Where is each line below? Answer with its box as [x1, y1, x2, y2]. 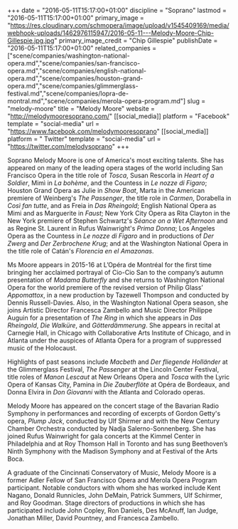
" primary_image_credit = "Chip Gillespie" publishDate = [54, 36, 218, 45]
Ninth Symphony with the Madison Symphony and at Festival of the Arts [7, 447, 218, 455]
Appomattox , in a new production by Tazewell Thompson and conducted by [7, 291, 229, 299]
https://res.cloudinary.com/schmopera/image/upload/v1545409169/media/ [10, 21, 229, 29]
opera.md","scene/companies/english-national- [7, 67, 147, 75]
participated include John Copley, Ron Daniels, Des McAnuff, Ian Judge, [7, 506, 219, 515]
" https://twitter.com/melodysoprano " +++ [7, 142, 129, 150]
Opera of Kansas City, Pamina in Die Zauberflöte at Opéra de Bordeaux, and [7, 380, 230, 389]
